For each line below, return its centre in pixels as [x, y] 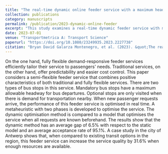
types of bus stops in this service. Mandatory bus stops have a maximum [80, 87]
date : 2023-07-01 [23, 33]
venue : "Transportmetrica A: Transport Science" [57, 38]
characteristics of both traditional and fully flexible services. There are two [82, 82]
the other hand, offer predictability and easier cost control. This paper [77, 72]
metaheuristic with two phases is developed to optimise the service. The [80, 109]
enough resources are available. [38, 146]
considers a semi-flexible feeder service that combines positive [71, 77]
